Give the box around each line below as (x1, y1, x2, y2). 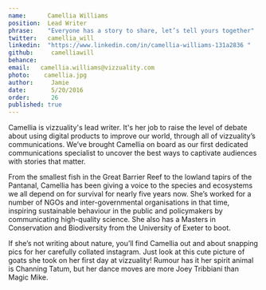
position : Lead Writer (8, 19, 88, 27)
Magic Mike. (8, 272, 49, 282)
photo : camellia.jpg (8, 71, 88, 79)
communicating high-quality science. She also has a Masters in (8, 215, 217, 224)
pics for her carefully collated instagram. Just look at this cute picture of (8, 247, 245, 256)
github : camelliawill (8, 49, 94, 57)
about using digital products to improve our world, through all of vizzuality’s (8, 131, 256, 141)
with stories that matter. (8, 157, 86, 166)
